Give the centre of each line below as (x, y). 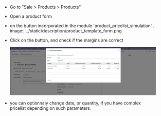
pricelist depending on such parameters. (50, 108)
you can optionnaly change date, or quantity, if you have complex (75, 103)
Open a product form (31, 16)
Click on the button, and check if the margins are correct (66, 40)
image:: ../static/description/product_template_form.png (66, 31)
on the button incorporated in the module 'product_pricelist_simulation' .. (82, 26)
